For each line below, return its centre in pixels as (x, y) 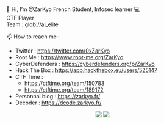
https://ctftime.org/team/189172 (64, 90)
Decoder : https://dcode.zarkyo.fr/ (58, 103)
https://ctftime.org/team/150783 (64, 83)
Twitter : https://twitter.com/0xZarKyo (62, 51)
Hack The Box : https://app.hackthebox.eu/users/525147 (86, 70)
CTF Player (20, 18)
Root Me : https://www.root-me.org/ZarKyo (69, 57)
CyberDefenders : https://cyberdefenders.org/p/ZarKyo (85, 64)
